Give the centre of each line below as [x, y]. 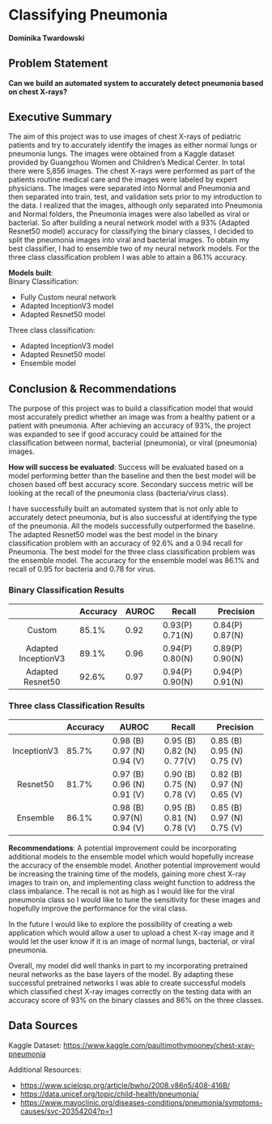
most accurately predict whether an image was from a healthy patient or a [132, 417]
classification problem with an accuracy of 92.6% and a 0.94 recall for [126, 543]
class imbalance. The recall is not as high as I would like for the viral [121, 891]
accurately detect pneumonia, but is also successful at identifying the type [133, 518]
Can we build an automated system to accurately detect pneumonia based [136, 83]
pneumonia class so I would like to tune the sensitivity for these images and [134, 899]
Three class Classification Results [77, 706]
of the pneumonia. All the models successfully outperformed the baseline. [132, 526]
